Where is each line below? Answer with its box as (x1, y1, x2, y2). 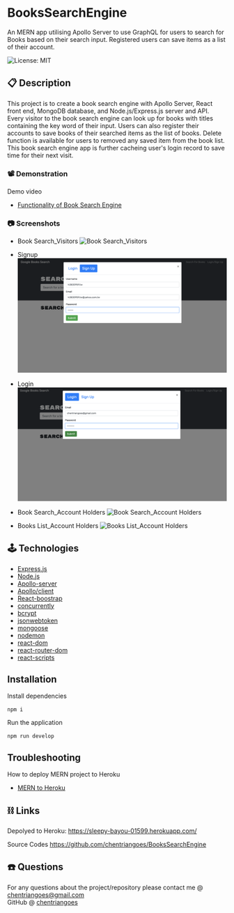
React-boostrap (17, 594, 63, 602)
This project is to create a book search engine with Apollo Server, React (7, 99, 213, 107)
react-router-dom (17, 646, 68, 654)
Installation (7, 673, 57, 685)
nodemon (17, 631, 45, 639)
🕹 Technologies (7, 543, 79, 554)
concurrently (17, 601, 54, 610)
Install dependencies (7, 692, 68, 701)
